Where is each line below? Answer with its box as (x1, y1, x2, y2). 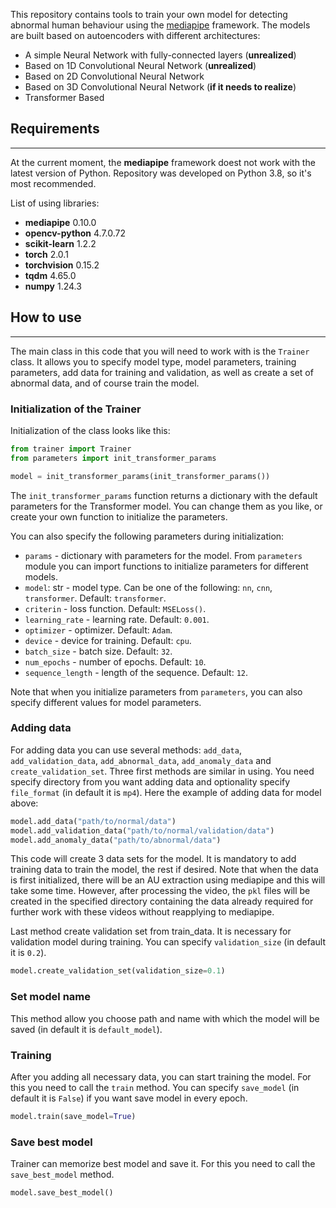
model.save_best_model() (10, 1188, 114, 1198)
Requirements (10, 120, 100, 138)
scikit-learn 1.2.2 (24, 237, 97, 249)
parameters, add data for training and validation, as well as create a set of (10, 366, 314, 378)
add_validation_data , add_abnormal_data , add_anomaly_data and (10, 754, 272, 766)
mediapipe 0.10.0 (24, 216, 97, 228)
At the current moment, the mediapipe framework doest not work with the (10, 156, 316, 168)
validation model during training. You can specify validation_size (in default (10, 936, 326, 948)
